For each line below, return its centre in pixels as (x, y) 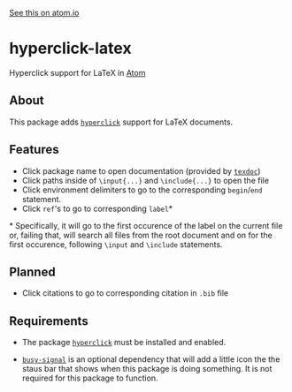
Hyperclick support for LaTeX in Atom (77, 72)
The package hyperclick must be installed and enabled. (124, 343)
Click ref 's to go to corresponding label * (97, 208)
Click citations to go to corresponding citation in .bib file (125, 293)
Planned (32, 271)
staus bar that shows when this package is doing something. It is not (147, 369)
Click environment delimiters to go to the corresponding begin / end (142, 190)
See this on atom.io (44, 13)
